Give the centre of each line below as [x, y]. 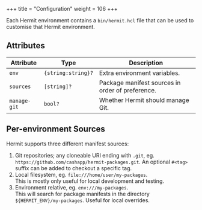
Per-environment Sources [56, 129]
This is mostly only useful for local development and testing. [89, 181]
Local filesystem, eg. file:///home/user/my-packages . [81, 174]
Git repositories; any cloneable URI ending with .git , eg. [84, 155]
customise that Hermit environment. [50, 27]
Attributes [26, 46]
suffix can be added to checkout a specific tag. [73, 168]
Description [146, 63]
